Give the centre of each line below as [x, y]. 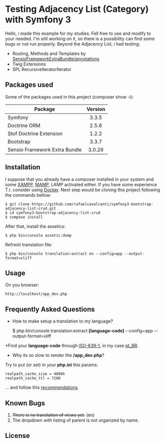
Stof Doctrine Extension [35, 133]
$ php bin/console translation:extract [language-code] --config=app [82, 331]
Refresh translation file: [29, 244]
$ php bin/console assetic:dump [38, 235]
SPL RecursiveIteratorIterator [42, 69]
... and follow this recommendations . [42, 388]
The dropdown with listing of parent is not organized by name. [76, 420]
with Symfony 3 [38, 20]
